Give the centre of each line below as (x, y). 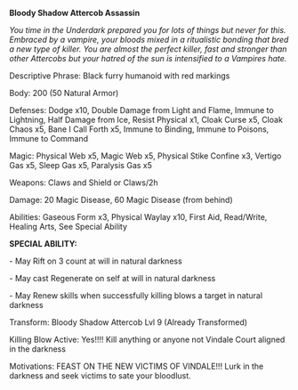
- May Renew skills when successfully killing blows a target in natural (136, 296)
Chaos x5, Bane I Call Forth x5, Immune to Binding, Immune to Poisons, (139, 129)
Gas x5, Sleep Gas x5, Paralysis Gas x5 (81, 165)
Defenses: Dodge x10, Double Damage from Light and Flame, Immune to (141, 110)
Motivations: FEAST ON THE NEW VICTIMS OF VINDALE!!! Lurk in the (137, 366)
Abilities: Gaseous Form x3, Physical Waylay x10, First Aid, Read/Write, (138, 217)
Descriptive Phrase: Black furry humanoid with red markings (120, 76)
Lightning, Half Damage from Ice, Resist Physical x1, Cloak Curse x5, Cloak (146, 120)
